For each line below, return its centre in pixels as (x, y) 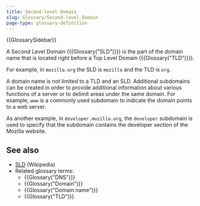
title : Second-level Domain (42, 12)
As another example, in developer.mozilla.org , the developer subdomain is (99, 118)
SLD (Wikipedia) (35, 165)
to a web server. (26, 107)
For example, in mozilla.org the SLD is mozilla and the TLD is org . (89, 70)
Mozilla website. (26, 131)
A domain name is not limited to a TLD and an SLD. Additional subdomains (98, 81)
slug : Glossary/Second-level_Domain (52, 17)
